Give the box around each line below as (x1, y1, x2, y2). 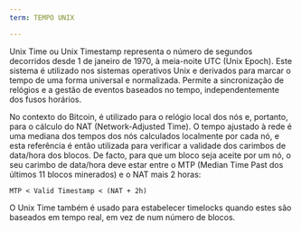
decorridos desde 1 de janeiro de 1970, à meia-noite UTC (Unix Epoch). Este (9, 55, 292, 66)
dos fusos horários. (9, 94, 82, 105)
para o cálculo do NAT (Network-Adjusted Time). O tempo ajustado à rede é (9, 121, 292, 132)
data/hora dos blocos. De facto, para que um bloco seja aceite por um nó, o (9, 150, 292, 161)
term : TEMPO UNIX (9, 13, 75, 23)
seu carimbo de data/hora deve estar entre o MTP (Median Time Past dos (9, 159, 284, 170)
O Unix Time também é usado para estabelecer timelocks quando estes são (9, 202, 292, 213)
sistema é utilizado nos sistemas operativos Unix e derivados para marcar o (9, 65, 291, 76)
